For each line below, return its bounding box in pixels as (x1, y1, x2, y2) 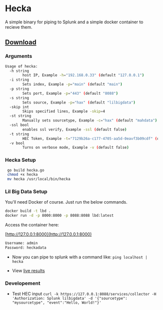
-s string (9, 95, 29, 100)
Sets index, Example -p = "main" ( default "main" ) (22, 82, 123, 87)
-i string (9, 77, 29, 83)
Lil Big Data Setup (5, 188, 48, 195)
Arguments (5, 53, 33, 60)
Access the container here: (5, 222, 59, 228)
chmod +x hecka (7, 172, 38, 177)
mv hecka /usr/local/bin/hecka (7, 177, 70, 182)
